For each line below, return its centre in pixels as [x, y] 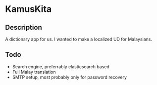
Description [24, 27]
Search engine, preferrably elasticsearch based [61, 66]
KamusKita [28, 9]
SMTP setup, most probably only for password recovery [70, 77]
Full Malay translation [34, 72]
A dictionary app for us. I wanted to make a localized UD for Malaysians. [79, 39]
